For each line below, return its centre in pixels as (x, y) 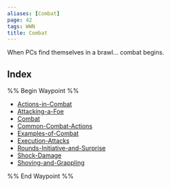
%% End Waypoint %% (40, 176)
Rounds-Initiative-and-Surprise (61, 148)
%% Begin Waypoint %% (43, 91)
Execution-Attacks (43, 141)
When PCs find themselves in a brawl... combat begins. (85, 52)
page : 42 (20, 20)
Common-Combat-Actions (55, 126)
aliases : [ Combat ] (33, 13)
